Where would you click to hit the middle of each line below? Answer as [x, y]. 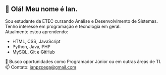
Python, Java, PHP [31, 46]
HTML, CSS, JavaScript [36, 41]
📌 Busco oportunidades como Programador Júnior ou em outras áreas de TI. [83, 61]
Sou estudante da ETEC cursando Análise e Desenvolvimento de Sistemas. [82, 21]
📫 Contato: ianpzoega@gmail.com [41, 67]
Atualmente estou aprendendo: [37, 32]
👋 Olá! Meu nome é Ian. [41, 9]
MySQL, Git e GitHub [34, 52]
